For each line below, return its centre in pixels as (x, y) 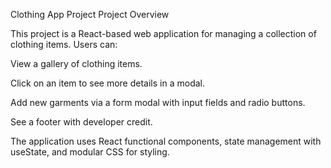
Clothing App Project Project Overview (90, 14)
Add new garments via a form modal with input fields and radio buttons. (158, 102)
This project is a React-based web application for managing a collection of (163, 33)
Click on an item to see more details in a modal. (107, 83)
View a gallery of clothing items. (76, 63)
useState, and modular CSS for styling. (90, 152)
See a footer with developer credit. (81, 122)
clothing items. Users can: (64, 44)
